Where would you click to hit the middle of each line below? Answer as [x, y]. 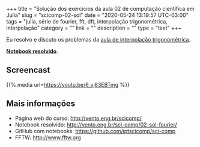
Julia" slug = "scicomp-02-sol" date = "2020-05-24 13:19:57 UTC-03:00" [98, 15]
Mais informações [41, 104]
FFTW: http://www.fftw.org [48, 137]
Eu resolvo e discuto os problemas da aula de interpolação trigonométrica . [98, 39]
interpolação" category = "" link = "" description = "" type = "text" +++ [94, 28]
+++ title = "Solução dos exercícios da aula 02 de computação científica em [100, 9]
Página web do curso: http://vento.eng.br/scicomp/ [78, 118]
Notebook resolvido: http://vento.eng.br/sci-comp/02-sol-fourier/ [96, 124]
